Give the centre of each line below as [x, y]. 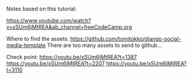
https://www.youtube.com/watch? [49, 20]
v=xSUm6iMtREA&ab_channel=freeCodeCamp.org [69, 27]
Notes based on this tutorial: [41, 9]
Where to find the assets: [38, 39]
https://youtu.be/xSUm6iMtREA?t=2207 [56, 64]
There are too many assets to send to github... [104, 45]
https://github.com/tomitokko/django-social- [126, 39]
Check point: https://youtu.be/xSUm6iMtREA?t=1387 [72, 57]
